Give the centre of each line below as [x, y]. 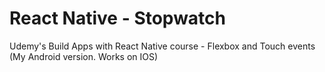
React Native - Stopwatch [118, 18]
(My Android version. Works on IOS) [84, 56]
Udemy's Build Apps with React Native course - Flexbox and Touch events [162, 46]
